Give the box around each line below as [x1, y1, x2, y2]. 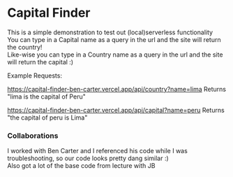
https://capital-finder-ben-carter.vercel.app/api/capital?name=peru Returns [7, 106, 225, 114]
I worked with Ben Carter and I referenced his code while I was [7, 147, 188, 155]
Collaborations [7, 131, 59, 141]
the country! [7, 43, 43, 51]
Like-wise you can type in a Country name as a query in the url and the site [7, 50, 223, 59]
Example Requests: [7, 71, 63, 80]
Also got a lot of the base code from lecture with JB [7, 162, 156, 170]
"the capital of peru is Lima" [7, 113, 88, 122]
